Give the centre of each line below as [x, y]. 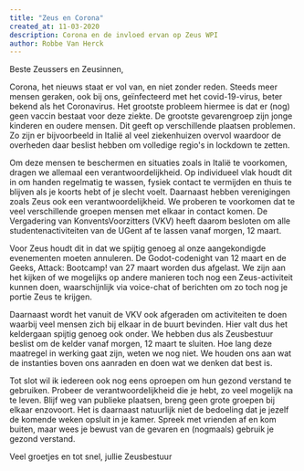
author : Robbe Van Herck [57, 43]
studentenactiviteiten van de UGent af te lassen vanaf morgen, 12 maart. [146, 231]
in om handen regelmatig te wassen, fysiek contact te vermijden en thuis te [151, 183]
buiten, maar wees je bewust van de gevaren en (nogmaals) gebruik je [142, 429]
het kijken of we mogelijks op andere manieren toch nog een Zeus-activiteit [152, 277]
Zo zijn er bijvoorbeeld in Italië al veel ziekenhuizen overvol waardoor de [145, 136]
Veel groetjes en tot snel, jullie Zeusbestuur [91, 456]
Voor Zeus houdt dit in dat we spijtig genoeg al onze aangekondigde [138, 248]
